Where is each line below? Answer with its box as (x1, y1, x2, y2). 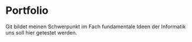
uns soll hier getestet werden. (5, 29, 78, 36)
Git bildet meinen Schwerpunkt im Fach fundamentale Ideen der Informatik (5, 23, 186, 30)
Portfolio (5, 4, 49, 17)
